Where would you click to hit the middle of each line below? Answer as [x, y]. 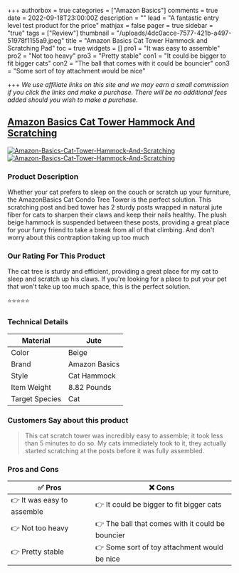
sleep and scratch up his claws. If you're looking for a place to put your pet [117, 279]
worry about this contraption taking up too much [78, 237]
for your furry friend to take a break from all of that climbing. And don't [111, 230]
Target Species [36, 398]
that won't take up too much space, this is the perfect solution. [99, 286]
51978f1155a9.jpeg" [36, 41]
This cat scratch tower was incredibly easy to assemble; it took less [124, 435]
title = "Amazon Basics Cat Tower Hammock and [137, 41]
